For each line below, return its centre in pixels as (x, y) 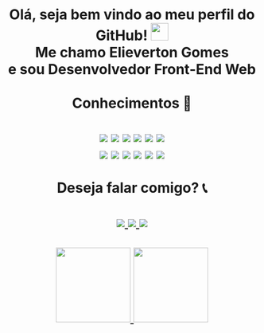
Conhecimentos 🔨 (132, 103)
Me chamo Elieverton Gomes (132, 53)
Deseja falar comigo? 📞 (132, 188)
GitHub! (121, 35)
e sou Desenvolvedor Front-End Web (132, 70)
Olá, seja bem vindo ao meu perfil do (132, 15)
